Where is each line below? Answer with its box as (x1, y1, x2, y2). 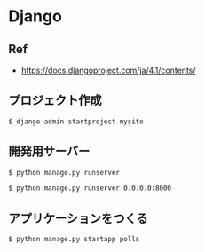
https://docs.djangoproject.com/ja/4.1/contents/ (20, 65, 196, 75)
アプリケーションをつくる (8, 210, 148, 225)
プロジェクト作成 (8, 93, 102, 108)
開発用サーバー (8, 144, 91, 159)
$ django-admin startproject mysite (8, 117, 144, 126)
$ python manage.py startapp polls (8, 235, 140, 244)
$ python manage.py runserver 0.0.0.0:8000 (8, 184, 172, 193)
